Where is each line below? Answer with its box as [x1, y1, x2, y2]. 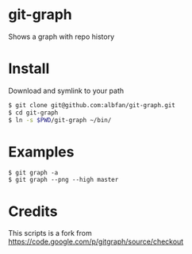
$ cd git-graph [8, 109, 59, 117]
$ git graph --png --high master [8, 176, 119, 184]
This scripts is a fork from [8, 229, 93, 238]
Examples [8, 143, 75, 160]
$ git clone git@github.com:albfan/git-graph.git [8, 101, 176, 109]
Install [8, 60, 50, 78]
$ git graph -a [8, 169, 59, 177]
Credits [8, 202, 58, 220]
